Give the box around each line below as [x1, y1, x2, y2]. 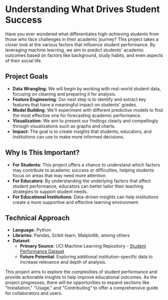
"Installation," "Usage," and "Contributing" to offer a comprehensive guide [5, 285, 158, 291]
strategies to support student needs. [12, 188, 88, 194]
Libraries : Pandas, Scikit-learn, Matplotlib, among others [12, 233, 130, 239]
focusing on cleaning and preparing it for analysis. [12, 91, 116, 97]
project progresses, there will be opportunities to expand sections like [5, 279, 149, 285]
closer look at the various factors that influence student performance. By [5, 41, 155, 47]
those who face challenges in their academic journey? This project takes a [5, 36, 159, 42]
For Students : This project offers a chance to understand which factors [12, 162, 160, 168]
